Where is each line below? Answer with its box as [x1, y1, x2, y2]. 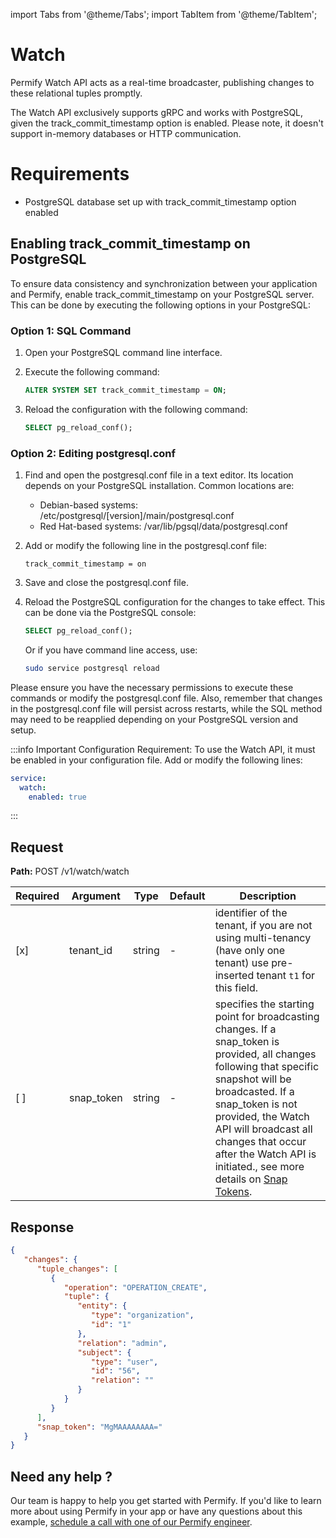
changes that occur [214, 1135, 307, 1149]
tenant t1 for [256, 969, 316, 983]
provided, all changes [214, 1047, 317, 1061]
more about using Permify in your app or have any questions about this [10, 1505, 303, 1518]
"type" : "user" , [90, 1357, 159, 1367]
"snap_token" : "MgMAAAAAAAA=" [36, 1422, 163, 1432]
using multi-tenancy [214, 931, 312, 945]
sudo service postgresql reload [24, 663, 160, 673]
